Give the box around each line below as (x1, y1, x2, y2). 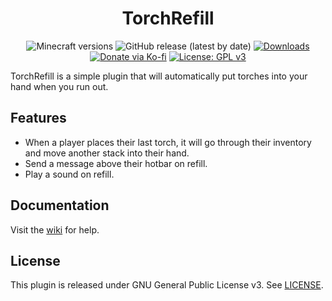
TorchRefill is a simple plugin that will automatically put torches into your (10, 70, 308, 82)
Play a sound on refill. (24, 168, 115, 180)
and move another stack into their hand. (24, 147, 190, 159)
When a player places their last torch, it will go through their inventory (24, 136, 312, 148)
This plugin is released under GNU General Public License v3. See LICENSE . (10, 279, 324, 291)
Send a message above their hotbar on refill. (24, 157, 208, 169)
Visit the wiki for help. (10, 223, 100, 236)
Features (10, 110, 67, 127)
